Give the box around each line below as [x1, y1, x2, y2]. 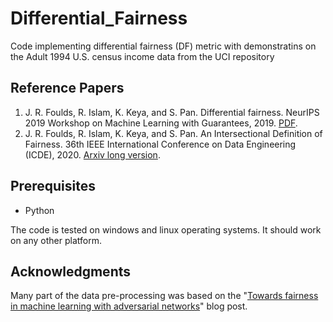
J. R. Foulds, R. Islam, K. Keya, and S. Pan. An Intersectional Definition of [24, 127, 323, 139]
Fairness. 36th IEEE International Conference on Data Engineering [24, 138, 297, 150]
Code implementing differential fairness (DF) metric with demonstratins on [10, 40, 317, 52]
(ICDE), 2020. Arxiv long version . [24, 148, 161, 161]
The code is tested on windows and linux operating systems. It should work [10, 223, 322, 236]
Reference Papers [10, 80, 125, 97]
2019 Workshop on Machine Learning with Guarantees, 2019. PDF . [24, 117, 298, 129]
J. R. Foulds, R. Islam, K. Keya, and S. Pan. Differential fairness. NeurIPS [24, 106, 320, 118]
